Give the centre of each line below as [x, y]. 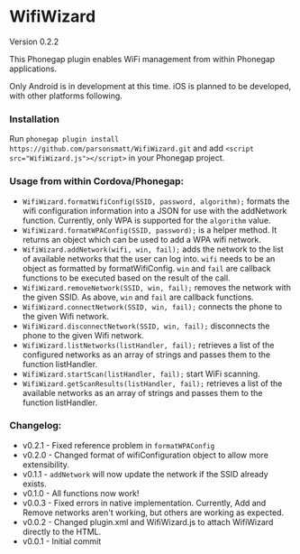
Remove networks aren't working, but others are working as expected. [153, 512]
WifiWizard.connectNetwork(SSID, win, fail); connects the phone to [152, 306]
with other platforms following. [66, 96]
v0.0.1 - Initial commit [62, 541]
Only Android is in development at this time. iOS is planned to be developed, [150, 86]
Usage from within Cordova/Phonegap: [97, 181]
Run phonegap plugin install [64, 139]
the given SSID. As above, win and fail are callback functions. [138, 297]
